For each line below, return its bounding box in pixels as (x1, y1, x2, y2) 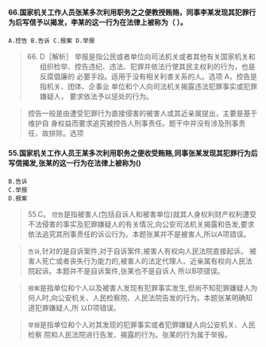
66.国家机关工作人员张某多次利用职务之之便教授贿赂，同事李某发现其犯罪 (8, 7, 249, 17)
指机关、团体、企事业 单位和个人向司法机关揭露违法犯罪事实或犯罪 (39, 82, 258, 92)
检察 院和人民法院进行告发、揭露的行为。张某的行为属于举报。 (27, 330, 232, 340)
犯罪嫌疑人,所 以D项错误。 (34, 303, 121, 313)
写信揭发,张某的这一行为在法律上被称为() (8, 158, 141, 167)
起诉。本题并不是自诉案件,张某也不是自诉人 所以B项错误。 (34, 267, 225, 276)
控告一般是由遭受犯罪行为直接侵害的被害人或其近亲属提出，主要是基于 (27, 108, 258, 119)
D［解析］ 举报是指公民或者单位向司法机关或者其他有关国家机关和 (39, 52, 256, 61)
